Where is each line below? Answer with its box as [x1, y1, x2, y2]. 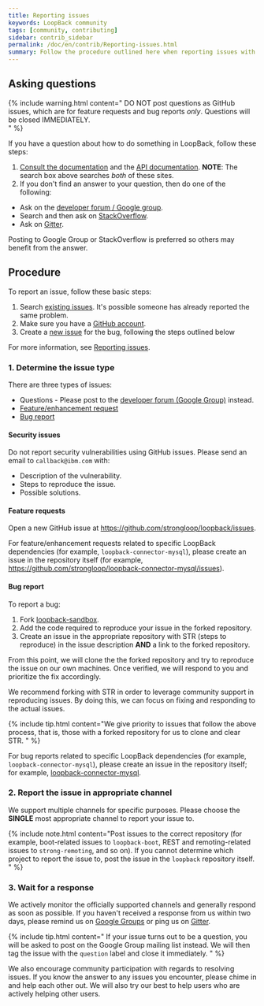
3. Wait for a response [8, 882, 95, 893]
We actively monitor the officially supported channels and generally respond [8, 900, 256, 910]
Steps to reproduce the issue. [19, 480, 116, 489]
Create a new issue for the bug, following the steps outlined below [19, 327, 235, 336]
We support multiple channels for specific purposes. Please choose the [8, 805, 240, 815]
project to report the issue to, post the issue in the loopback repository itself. [8, 854, 255, 863]
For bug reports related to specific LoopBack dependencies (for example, [8, 751, 247, 760]
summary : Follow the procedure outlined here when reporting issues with [8, 48, 256, 56]
